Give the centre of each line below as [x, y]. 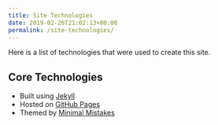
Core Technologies [56, 77]
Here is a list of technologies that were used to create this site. [109, 53]
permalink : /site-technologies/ [61, 30]
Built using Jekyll [47, 96]
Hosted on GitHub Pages [60, 105]
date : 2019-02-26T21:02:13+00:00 [63, 23]
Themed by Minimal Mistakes [67, 113]
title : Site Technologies [50, 15]
